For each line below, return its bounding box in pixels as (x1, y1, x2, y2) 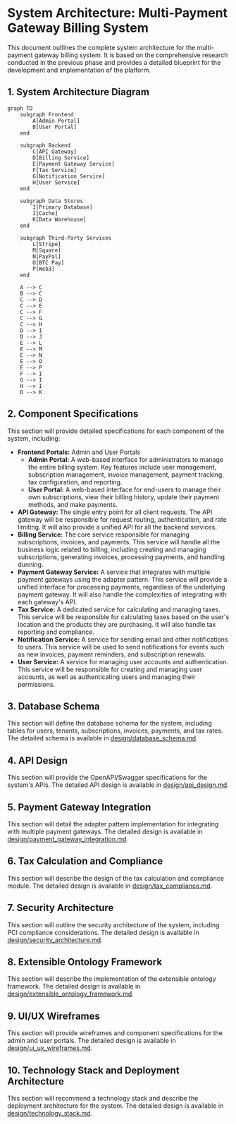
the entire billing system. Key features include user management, (27, 463, 217, 471)
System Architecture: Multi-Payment (7, 5, 228, 21)
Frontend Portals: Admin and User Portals (17, 448, 141, 456)
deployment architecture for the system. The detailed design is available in (7, 1101, 224, 1110)
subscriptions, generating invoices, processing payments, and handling (17, 552, 225, 561)
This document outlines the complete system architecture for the (7, 43, 196, 51)
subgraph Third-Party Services (20, 234, 112, 241)
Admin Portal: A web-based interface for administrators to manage (27, 455, 224, 463)
